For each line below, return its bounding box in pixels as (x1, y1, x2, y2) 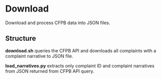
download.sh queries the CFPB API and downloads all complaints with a (5, 47, 156, 53)
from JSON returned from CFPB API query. (5, 68, 95, 74)
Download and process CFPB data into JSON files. (5, 20, 110, 26)
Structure (5, 34, 36, 43)
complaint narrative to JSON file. (5, 53, 73, 59)
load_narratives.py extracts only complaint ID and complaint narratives (5, 62, 154, 68)
